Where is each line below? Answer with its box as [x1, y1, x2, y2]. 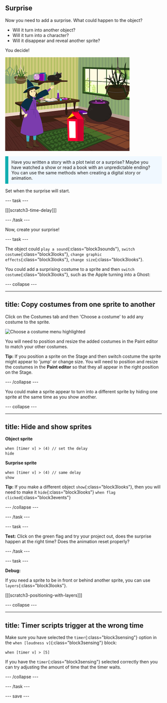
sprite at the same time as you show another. [5, 394, 97, 400]
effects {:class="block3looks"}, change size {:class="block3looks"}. [5, 256, 144, 262]
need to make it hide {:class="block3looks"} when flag [5, 489, 116, 495]
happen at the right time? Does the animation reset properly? [5, 539, 130, 545]
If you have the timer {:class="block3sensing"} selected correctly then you [5, 659, 158, 665]
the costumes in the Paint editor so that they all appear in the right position [5, 364, 159, 370]
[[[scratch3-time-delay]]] [5, 207, 57, 213]
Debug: [5, 568, 21, 574]
